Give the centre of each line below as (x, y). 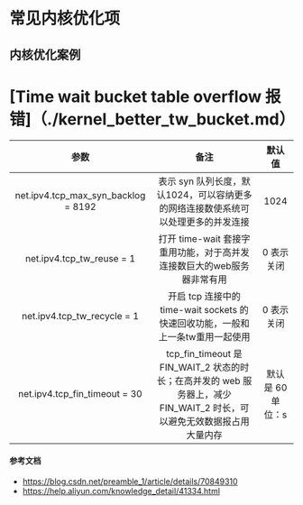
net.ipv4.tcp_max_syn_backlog (80, 195)
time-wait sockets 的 (205, 309)
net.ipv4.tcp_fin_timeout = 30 (80, 393)
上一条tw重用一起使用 (204, 336)
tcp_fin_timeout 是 (205, 353)
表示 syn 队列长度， (199, 181)
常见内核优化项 (65, 18)
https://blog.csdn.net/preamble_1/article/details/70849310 (130, 481)
